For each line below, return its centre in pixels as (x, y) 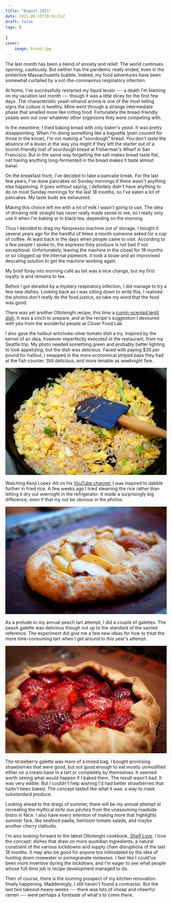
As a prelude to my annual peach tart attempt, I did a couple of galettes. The (86, 622)
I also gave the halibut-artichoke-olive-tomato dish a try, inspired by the (81, 333)
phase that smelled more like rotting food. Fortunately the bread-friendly (82, 112)
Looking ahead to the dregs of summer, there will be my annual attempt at (83, 804)
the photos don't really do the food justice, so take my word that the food (82, 297)
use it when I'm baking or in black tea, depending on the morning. (75, 218)
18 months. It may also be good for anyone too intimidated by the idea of (82, 852)
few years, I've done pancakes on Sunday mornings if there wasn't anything (85, 181)
